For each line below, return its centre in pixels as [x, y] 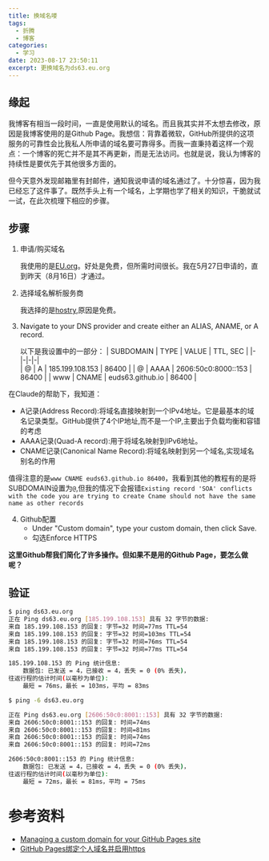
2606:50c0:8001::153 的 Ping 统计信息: [72, 759]
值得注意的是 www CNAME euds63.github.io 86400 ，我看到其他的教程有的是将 [132, 478]
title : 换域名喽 [33, 16]
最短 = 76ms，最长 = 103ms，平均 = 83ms [86, 686]
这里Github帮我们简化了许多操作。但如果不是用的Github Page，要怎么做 [128, 555]
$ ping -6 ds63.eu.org [46, 700]
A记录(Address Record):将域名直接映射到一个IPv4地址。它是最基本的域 [137, 411]
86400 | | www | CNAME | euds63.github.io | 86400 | [108, 377]
